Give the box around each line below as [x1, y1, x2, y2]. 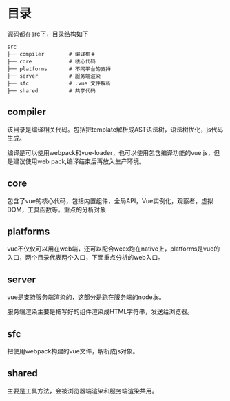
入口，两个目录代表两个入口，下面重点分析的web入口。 [7, 254, 164, 262]
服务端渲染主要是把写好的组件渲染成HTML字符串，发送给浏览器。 [7, 307, 194, 316]
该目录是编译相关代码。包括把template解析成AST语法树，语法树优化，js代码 [7, 125, 224, 134]
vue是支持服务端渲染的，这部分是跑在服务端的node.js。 [7, 293, 165, 301]
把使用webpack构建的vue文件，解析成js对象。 [7, 347, 139, 355]
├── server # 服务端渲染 [7, 72, 101, 79]
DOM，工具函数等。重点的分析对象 [7, 205, 107, 214]
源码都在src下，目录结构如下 [7, 30, 89, 38]
